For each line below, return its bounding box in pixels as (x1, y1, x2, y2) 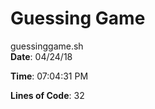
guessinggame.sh (10, 40, 84, 52)
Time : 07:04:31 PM (10, 70, 89, 82)
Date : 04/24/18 (10, 50, 73, 62)
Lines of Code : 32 (10, 89, 85, 101)
